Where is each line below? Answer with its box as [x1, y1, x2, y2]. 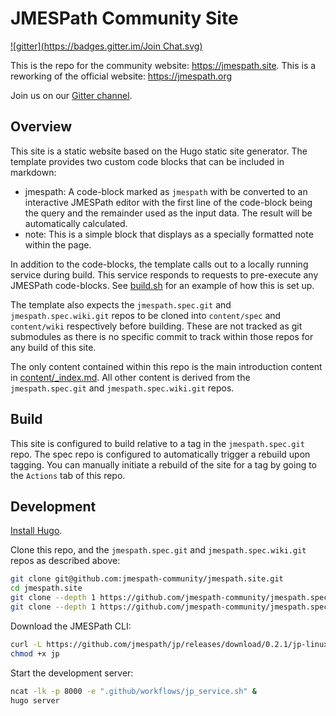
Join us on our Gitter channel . [10, 89, 133, 101]
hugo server [10, 695, 60, 706]
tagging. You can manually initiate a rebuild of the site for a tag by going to [10, 458, 318, 471]
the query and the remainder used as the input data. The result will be [24, 207, 313, 219]
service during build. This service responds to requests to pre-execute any [10, 268, 319, 281]
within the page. [24, 238, 92, 251]
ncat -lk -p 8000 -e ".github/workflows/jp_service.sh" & [10, 686, 257, 696]
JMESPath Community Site [10, 7, 239, 30]
